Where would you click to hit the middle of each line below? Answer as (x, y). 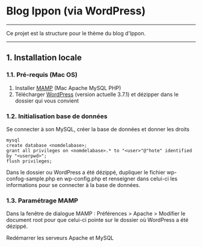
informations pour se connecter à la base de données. (73, 185)
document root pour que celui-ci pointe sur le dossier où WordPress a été (97, 220)
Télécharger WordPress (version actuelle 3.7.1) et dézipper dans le (97, 94)
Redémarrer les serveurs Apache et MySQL (60, 238)
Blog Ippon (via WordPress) (76, 11)
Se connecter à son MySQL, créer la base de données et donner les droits (98, 129)
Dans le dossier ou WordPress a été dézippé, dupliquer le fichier (86, 172)
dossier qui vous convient (47, 101)
